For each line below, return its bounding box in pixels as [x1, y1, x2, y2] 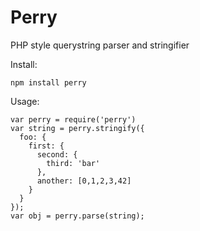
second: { [36, 149, 78, 160]
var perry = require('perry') [10, 114, 137, 125]
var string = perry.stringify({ [10, 123, 145, 133]
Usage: [10, 95, 40, 107]
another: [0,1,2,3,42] [36, 176, 132, 186]
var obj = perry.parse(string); [10, 211, 145, 221]
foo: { [19, 132, 47, 142]
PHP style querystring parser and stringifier [10, 39, 190, 51]
